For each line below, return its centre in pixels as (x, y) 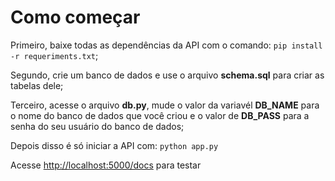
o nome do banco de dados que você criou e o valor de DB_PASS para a (160, 115)
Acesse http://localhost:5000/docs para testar (106, 165)
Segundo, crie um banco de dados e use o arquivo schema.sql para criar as (167, 75)
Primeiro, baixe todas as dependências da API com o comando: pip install (166, 45)
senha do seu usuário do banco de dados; (97, 126)
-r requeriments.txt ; (54, 55)
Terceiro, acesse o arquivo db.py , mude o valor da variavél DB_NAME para (165, 105)
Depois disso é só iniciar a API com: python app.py (114, 145)
